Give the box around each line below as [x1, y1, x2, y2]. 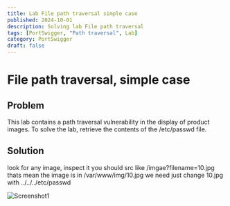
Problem [7, 100, 45, 111]
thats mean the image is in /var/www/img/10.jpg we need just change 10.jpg [7, 171, 224, 179]
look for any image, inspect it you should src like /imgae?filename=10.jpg [7, 163, 215, 171]
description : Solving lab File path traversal [7, 23, 144, 30]
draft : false [7, 42, 45, 49]
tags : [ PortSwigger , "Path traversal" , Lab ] [7, 29, 138, 37]
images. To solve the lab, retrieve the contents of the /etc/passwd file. [7, 125, 207, 133]
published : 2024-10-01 [7, 17, 73, 24]
